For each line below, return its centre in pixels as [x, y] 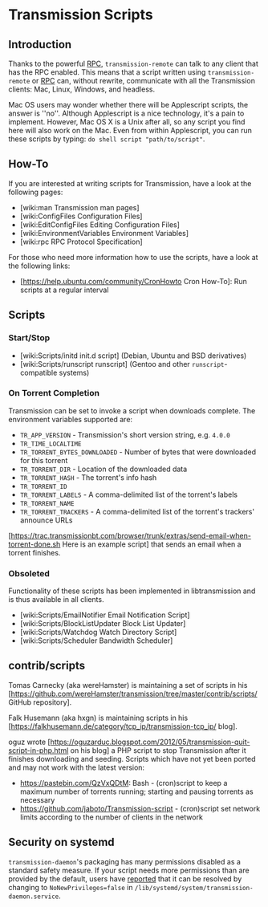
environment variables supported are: [71, 419]
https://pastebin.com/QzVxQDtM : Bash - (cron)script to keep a [124, 783]
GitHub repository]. [40, 702]
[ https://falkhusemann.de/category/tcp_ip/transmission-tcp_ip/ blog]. [123, 726]
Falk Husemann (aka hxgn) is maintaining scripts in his [98, 718]
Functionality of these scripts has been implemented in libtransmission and [132, 591]
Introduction [40, 45]
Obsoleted [29, 573]
